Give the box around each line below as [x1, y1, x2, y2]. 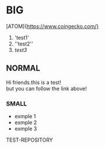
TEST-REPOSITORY [6, 136, 54, 143]
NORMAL [6, 64, 41, 73]
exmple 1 [14, 113, 36, 120]
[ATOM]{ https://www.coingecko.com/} [6, 23, 99, 30]
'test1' [14, 34, 29, 41]
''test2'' [14, 40, 33, 47]
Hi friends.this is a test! [6, 79, 61, 86]
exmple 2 [14, 119, 37, 126]
